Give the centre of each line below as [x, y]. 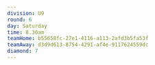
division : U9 [26, 13]
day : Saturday [27, 26]
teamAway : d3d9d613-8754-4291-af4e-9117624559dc [78, 45]
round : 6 [20, 20]
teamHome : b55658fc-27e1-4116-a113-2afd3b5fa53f [78, 39]
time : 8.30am [26, 32]
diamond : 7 [23, 51]
